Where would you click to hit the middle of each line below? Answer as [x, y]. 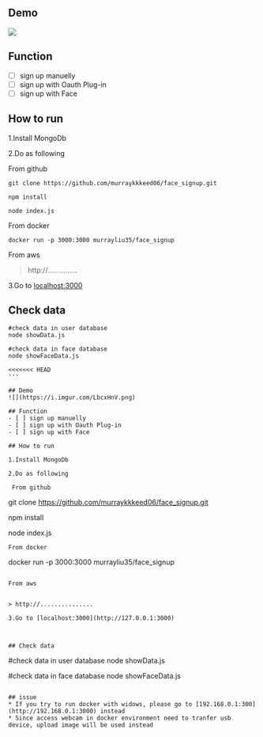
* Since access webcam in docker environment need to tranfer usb [120, 718]
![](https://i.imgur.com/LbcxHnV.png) [72, 398]
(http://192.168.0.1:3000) [53, 712]
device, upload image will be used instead [81, 725]
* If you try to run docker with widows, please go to [100, 705]
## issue [23, 697]
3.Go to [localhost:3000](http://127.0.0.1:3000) [92, 618]
